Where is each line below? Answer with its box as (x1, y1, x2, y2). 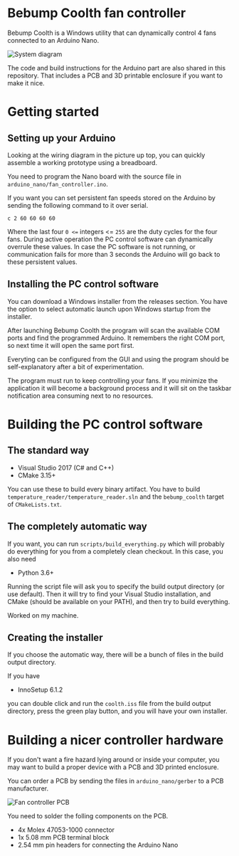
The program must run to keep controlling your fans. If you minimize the (7, 376, 218, 385)
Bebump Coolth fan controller (7, 5, 186, 21)
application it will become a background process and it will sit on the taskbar (7, 384, 232, 392)
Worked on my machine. (7, 611, 79, 620)
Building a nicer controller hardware (7, 731, 224, 748)
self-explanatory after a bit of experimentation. (7, 362, 144, 371)
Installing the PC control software (7, 278, 159, 290)
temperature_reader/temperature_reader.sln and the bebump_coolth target (7, 492, 224, 501)
